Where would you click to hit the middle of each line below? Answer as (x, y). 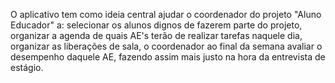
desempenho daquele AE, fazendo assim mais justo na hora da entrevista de (168, 57)
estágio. (27, 67)
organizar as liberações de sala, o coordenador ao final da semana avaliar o (166, 46)
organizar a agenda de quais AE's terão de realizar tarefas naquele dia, (156, 35)
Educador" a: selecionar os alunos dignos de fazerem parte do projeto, (156, 25)
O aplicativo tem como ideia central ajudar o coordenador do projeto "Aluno (166, 14)
